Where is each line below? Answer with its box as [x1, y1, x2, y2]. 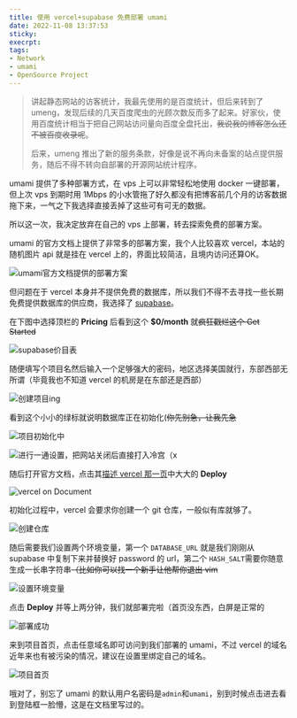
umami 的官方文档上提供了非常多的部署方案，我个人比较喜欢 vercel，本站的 [9, 237, 286, 248]
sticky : [9, 29, 38, 38]
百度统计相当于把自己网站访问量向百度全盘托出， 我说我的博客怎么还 [38, 118, 287, 128]
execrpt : [9, 37, 42, 47]
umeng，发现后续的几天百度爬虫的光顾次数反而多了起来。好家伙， [30, 107, 274, 118]
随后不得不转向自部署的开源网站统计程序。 [46, 158, 202, 169]
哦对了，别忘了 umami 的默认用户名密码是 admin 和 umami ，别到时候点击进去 [9, 688, 279, 699]
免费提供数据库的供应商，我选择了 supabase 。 [9, 297, 179, 308]
